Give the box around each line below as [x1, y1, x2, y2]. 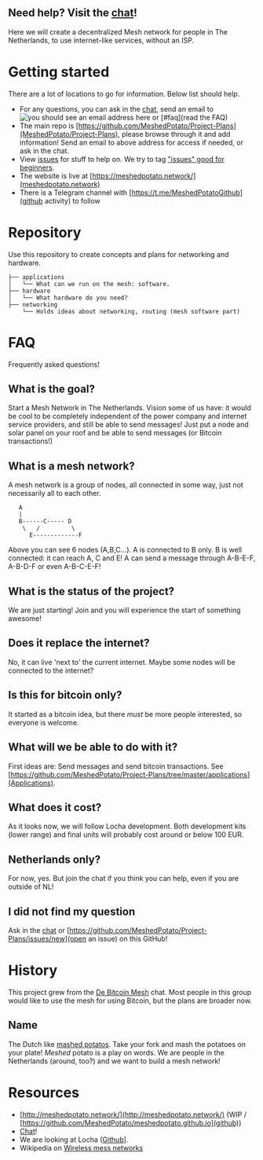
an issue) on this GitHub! [87, 934, 168, 943]
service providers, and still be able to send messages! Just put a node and [8, 420, 249, 429]
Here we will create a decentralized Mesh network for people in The [8, 27, 228, 36]
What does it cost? [8, 801, 102, 814]
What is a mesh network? [8, 459, 135, 472]
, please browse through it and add [117, 129, 231, 138]
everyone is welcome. [8, 718, 79, 727]
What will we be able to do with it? [8, 740, 178, 754]
